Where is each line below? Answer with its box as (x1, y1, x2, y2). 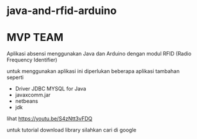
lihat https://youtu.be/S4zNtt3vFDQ (6, 115, 93, 122)
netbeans (15, 98, 39, 105)
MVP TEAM (6, 31, 64, 44)
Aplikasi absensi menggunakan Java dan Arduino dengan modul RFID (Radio (6, 50, 192, 57)
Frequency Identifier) (6, 57, 57, 64)
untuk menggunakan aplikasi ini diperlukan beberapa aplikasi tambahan (6, 68, 180, 75)
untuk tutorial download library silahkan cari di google (6, 127, 137, 134)
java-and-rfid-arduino (6, 4, 117, 18)
